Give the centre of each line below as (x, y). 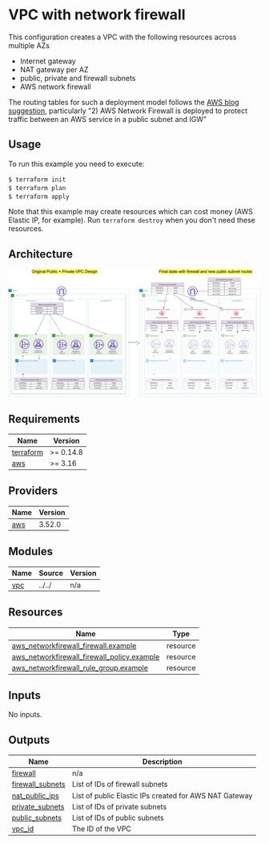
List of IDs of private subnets (119, 806)
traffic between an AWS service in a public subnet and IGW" (108, 119)
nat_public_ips (35, 795)
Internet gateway (48, 61)
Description (163, 761)
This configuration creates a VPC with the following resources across (122, 37)
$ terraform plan (37, 188)
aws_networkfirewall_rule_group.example (80, 668)
